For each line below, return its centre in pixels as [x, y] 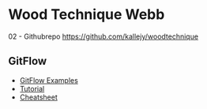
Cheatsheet [38, 97]
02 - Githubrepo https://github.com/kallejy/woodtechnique [103, 36]
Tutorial [32, 88]
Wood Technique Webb [87, 15]
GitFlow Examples [49, 80]
